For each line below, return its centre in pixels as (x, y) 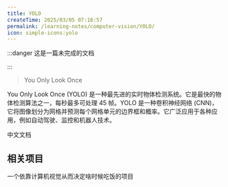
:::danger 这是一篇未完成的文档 (51, 53)
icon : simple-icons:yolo (43, 33)
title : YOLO (24, 13)
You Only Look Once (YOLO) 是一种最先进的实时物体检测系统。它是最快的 (111, 94)
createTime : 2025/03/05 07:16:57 (55, 20)
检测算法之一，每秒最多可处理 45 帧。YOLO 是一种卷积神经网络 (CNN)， (115, 103)
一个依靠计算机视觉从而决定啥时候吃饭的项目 (70, 177)
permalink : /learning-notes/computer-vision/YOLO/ (81, 26)
